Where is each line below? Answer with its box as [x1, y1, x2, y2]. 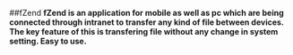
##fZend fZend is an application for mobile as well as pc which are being [9, 8, 284, 18]
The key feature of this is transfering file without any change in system [9, 27, 279, 36]
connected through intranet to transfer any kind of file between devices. [9, 17, 284, 27]
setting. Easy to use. [9, 35, 87, 46]
